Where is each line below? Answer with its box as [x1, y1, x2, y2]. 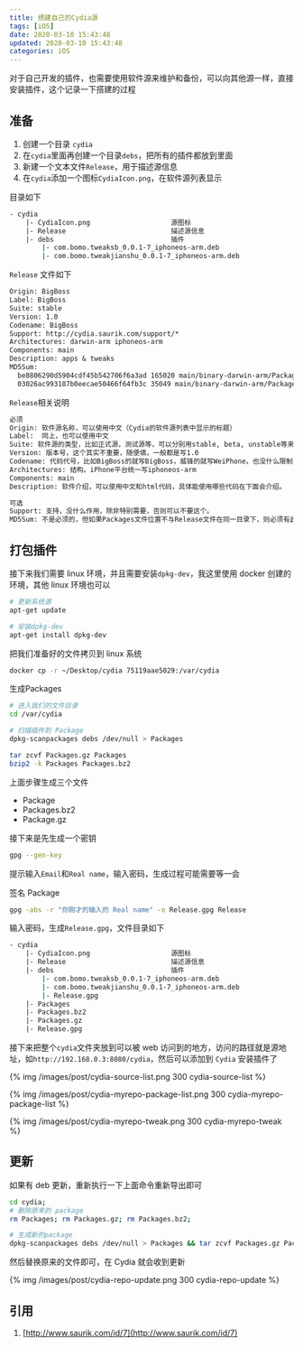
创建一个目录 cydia [22, 138, 93, 149]
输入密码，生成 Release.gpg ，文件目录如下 [9, 923, 165, 934]
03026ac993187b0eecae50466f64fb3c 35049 [17, 379, 171, 388]
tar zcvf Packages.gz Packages [9, 750, 127, 759]
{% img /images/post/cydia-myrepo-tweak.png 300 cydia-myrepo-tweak [9, 1116, 282, 1127]
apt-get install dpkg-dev [9, 630, 106, 639]
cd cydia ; [9, 1197, 47, 1206]
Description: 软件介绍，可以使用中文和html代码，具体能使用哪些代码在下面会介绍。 [9, 482, 287, 491]
